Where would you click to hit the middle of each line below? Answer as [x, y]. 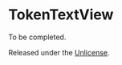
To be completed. [37, 37]
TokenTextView [61, 15]
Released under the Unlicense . [59, 52]
